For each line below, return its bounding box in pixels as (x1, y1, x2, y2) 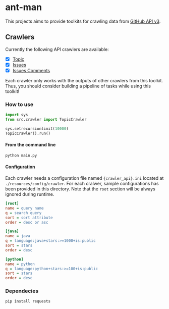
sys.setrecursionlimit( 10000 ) (5, 126, 69, 131)
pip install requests (5, 299, 51, 304)
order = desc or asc (5, 220, 49, 225)
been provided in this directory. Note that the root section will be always (5, 186, 155, 192)
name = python (5, 262, 35, 267)
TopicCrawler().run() (5, 131, 51, 136)
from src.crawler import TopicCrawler (5, 117, 87, 122)
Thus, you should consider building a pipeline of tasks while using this (5, 83, 151, 89)
